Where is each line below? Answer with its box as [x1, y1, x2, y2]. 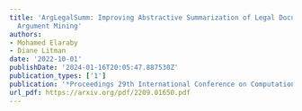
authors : [9, 30, 42, 38]
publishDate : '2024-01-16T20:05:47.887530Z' [9, 64, 179, 73]
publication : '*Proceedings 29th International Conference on [9, 80, 247, 89]
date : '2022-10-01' [9, 55, 83, 64]
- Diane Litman [9, 47, 67, 55]
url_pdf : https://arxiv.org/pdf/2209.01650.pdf [9, 88, 191, 97]
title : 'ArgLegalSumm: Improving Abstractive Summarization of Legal [9, 13, 276, 22]
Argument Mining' [17, 21, 83, 30]
